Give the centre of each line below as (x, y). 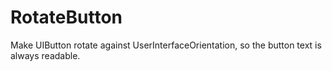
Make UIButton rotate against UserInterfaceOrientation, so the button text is (166, 45)
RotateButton (66, 17)
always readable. (45, 55)
